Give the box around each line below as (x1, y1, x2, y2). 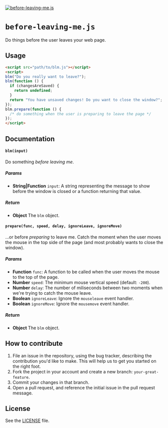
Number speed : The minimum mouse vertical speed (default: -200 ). (12, 279, 150, 285)
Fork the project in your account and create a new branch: (12, 368, 133, 374)
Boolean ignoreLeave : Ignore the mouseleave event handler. (12, 295, 134, 301)
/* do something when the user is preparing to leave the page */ (10, 111, 151, 116)
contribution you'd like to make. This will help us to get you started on (12, 358, 156, 364)
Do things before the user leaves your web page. (5, 37, 106, 43)
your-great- (133, 369, 159, 374)
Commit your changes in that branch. (12, 379, 89, 385)
